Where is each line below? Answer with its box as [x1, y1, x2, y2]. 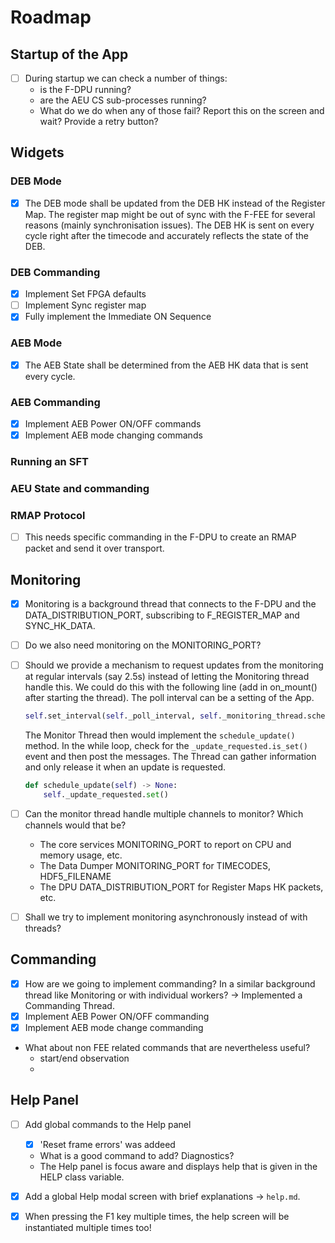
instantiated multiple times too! [24, 1222, 152, 1234]
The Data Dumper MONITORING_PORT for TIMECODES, [39, 859, 271, 871]
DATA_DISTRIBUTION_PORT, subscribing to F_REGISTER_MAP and [24, 609, 300, 621]
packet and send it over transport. [24, 542, 165, 555]
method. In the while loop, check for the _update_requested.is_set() [24, 740, 308, 752]
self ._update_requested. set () [43, 790, 169, 800]
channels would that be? [24, 819, 127, 831]
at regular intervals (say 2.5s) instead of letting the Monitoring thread [24, 671, 310, 683]
